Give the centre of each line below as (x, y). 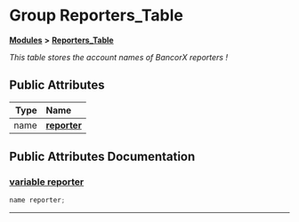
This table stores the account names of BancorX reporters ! (119, 57)
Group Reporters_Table (97, 16)
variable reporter (47, 182)
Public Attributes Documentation (102, 157)
